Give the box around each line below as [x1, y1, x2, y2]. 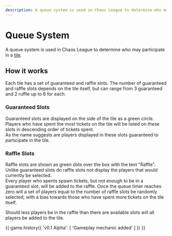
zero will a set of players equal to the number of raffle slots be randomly [5, 188, 158, 195]
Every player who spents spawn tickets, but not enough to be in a [5, 177, 143, 184]
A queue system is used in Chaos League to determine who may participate [5, 46, 165, 53]
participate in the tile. [5, 137, 50, 143]
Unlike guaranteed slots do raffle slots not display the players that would [5, 167, 158, 173]
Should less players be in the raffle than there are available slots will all [5, 209, 155, 215]
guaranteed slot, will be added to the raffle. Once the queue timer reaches [5, 183, 162, 189]
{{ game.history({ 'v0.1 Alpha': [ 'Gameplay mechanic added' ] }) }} [5, 224, 146, 230]
